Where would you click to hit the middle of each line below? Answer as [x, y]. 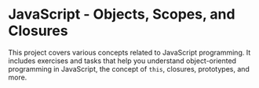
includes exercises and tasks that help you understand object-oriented [122, 61]
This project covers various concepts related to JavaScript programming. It [129, 52]
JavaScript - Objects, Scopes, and [122, 14]
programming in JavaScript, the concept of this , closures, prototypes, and [129, 69]
